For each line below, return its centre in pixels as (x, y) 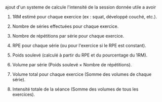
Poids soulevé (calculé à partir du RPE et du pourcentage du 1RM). (80, 55)
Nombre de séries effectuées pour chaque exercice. (65, 26)
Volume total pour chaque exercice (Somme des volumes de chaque (82, 74)
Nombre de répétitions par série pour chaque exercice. (68, 36)
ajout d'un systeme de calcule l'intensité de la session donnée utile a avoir (81, 7)
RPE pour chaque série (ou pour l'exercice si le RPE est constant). (79, 46)
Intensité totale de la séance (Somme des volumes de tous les (75, 89)
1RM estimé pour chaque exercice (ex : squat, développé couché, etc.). (84, 17)
